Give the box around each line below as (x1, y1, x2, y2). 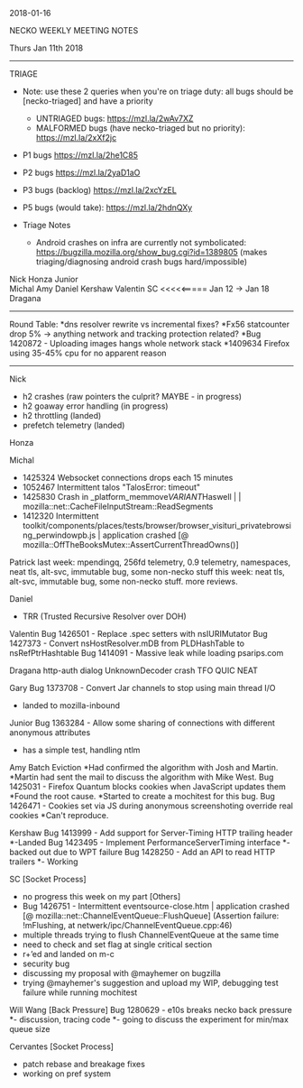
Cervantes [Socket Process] (9, 1041, 115, 1052)
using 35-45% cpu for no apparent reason (9, 347, 167, 358)
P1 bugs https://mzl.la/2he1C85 (22, 150, 138, 161)
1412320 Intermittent (22, 511, 99, 521)
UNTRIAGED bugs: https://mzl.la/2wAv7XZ (35, 113, 194, 124)
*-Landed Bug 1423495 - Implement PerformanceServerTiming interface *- (9, 837, 290, 847)
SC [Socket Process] (9, 874, 87, 884)
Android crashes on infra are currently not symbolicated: (35, 237, 246, 247)
